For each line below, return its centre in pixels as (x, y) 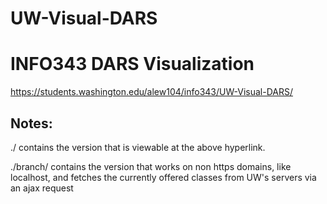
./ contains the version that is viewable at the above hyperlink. (138, 147)
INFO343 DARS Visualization (132, 64)
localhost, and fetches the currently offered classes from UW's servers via (163, 177)
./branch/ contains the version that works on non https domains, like (151, 166)
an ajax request (42, 188)
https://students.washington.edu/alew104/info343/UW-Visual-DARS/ (152, 92)
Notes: (31, 123)
